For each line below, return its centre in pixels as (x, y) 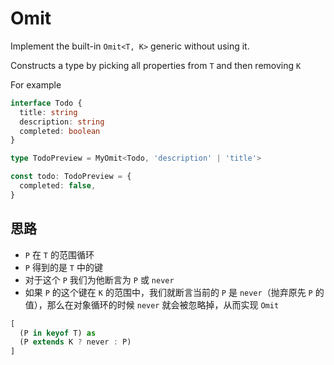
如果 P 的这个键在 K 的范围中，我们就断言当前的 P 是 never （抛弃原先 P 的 (174, 292)
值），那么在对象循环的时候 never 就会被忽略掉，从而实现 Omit (152, 304)
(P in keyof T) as (58, 333)
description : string (62, 122)
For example (36, 84)
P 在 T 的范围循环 (59, 254)
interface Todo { (46, 103)
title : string (48, 112)
